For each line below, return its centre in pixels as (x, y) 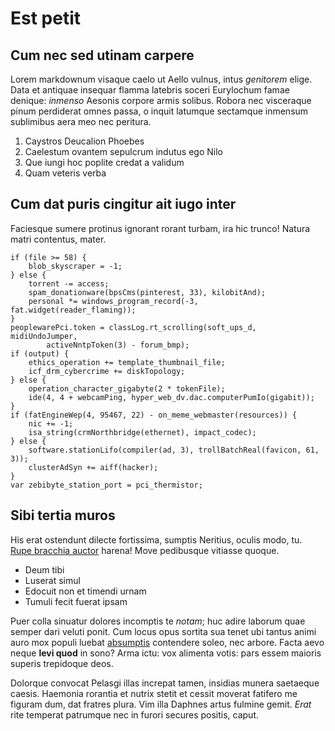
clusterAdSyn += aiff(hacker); (93, 467)
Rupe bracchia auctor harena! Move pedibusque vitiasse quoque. (145, 550)
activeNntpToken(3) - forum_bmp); (118, 345)
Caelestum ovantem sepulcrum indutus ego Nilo (123, 151)
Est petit (45, 18)
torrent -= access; (69, 283)
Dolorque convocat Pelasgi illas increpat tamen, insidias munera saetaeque (165, 683)
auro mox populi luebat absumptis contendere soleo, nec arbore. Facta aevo (167, 642)
